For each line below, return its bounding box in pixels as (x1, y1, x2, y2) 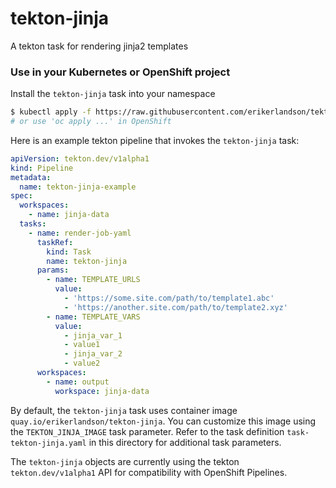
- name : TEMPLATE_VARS (46, 312, 141, 322)
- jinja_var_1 (63, 330, 123, 341)
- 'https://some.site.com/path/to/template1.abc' (63, 293, 275, 304)
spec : (10, 191, 33, 201)
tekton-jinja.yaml (10, 438, 87, 448)
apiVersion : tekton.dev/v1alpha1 (10, 153, 150, 164)
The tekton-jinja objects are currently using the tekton (10, 455, 240, 467)
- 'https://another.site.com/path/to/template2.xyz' (63, 302, 288, 312)
